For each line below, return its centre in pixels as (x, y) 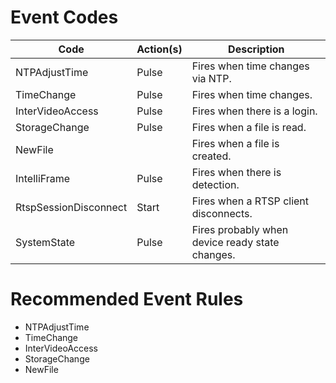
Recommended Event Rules (127, 299)
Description (256, 49)
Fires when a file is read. (249, 127)
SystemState (45, 242)
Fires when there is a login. (254, 111)
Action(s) (159, 49)
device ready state (235, 242)
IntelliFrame (43, 178)
